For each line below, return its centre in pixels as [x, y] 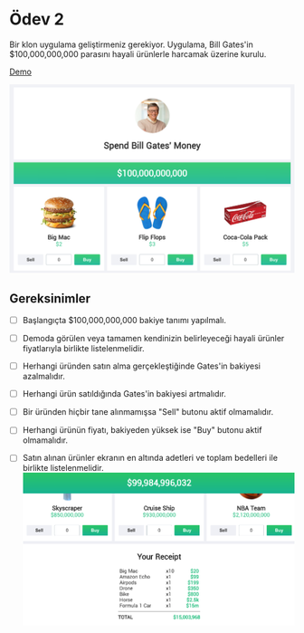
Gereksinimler [50, 298]
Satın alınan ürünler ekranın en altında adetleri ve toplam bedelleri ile [150, 458]
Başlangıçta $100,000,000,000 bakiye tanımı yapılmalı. [124, 320]
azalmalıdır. [43, 377]
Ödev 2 [37, 19]
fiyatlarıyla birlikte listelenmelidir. [83, 349]
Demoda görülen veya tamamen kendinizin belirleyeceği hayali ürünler [153, 339]
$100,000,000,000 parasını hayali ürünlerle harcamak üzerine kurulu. [138, 53]
